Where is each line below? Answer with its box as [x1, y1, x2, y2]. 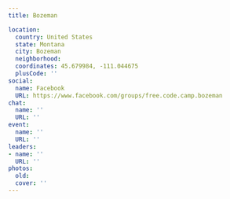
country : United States [15, 33, 93, 41]
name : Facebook [15, 84, 65, 92]
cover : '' [15, 179, 47, 187]
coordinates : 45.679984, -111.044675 [15, 62, 139, 71]
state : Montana [15, 40, 65, 48]
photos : [8, 164, 34, 173]
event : [8, 121, 30, 129]
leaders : [8, 142, 37, 150]
